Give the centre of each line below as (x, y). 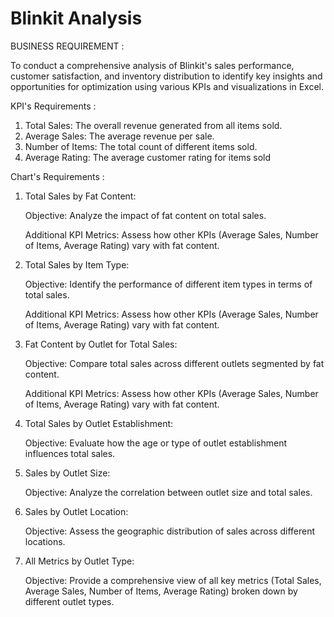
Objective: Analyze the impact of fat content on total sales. (145, 215)
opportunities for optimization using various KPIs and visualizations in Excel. (167, 86)
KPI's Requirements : (53, 106)
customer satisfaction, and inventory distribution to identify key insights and (166, 76)
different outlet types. (69, 601)
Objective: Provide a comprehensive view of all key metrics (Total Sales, (173, 580)
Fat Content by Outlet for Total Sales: (101, 344)
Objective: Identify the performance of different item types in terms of (168, 284)
